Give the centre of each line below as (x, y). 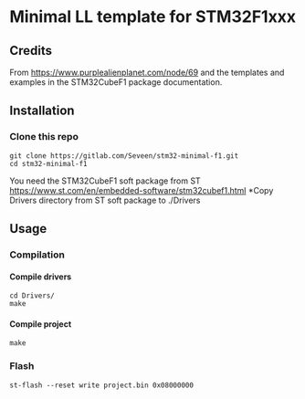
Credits (31, 51)
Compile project (41, 324)
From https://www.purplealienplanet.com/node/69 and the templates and (147, 72)
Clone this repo (44, 137)
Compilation (37, 255)
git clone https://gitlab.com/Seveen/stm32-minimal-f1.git (124, 156)
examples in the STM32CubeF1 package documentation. (116, 82)
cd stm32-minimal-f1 (49, 163)
